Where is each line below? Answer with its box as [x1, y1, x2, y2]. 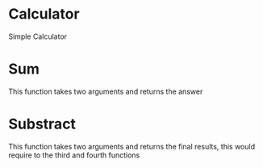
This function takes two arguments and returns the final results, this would [8, 141, 256, 151]
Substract [8, 115, 77, 133]
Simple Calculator [8, 31, 67, 41]
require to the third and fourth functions [8, 150, 140, 160]
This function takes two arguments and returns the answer [8, 86, 203, 96]
